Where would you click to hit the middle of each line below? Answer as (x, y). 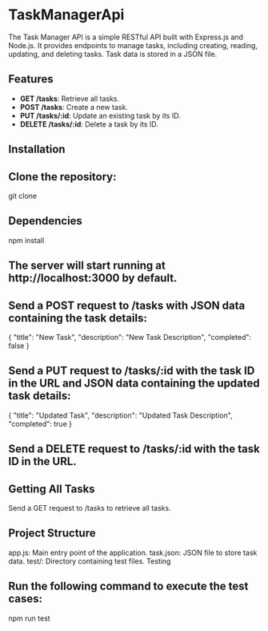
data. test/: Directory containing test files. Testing (90, 561)
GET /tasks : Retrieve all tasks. (70, 99)
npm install (26, 240)
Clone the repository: (62, 177)
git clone (23, 196)
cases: (25, 599)
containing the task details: (78, 318)
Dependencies (45, 221)
